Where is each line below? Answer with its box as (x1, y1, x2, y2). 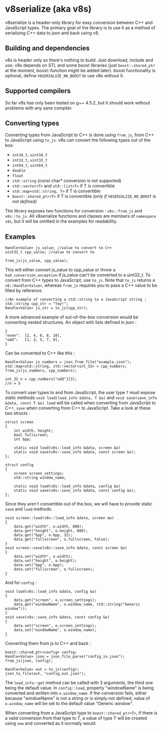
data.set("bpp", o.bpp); (14, 563, 64, 567)
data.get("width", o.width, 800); (14, 524, 84, 529)
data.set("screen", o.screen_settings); (14, 624, 97, 628)
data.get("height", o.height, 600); (14, 528, 89, 533)
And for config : (5, 580, 37, 585)
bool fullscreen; (14, 433, 49, 438)
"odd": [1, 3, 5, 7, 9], (5, 337, 60, 342)
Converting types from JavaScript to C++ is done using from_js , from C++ (5, 132, 154, 138)
